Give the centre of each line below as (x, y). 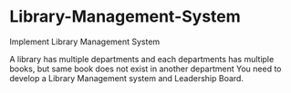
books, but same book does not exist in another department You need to (145, 69)
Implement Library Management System (85, 42)
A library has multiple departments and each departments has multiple (142, 59)
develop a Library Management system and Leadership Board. (127, 78)
